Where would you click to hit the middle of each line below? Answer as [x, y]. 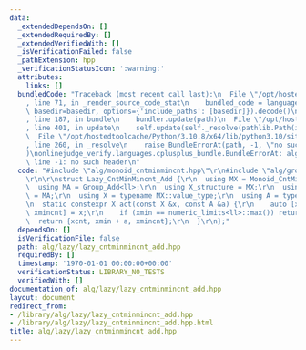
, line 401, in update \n [73, 129]
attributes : [41, 77]
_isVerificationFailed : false [75, 52]
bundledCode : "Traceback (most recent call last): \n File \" [138, 94]
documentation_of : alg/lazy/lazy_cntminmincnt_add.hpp [116, 289]
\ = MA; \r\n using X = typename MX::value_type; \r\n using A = [153, 196]
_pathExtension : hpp [56, 60]
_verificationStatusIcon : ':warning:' [92, 69]
